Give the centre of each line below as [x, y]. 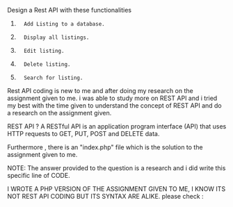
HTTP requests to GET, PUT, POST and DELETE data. [83, 134]
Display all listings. [57, 38]
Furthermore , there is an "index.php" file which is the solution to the [105, 147]
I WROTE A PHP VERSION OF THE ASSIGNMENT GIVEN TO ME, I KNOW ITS [116, 189]
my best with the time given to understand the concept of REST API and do [115, 106]
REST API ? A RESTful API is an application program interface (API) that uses [117, 126]
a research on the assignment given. [59, 113]
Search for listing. [54, 78]
